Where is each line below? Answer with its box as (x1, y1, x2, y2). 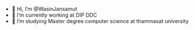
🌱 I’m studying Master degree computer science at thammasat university (11, 18, 189, 24)
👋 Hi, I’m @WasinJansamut (11, 6, 78, 12)
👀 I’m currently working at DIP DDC (11, 12, 97, 18)
